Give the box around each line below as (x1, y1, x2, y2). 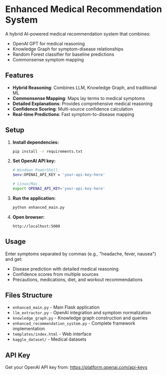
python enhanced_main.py (12, 205, 65, 210)
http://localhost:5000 (12, 224, 60, 229)
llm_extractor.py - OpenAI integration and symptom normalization (12, 310, 151, 316)
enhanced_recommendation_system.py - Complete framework (12, 320, 136, 326)
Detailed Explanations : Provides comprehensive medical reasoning (12, 101, 153, 107)
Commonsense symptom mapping (12, 56, 84, 62)
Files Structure (5, 291, 53, 300)
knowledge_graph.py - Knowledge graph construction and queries (12, 315, 148, 321)
